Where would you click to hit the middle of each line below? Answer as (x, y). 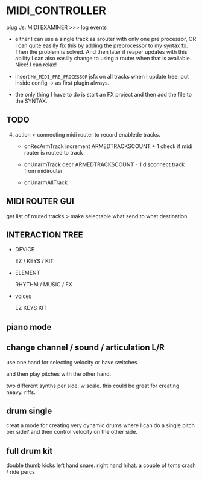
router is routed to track (53, 152)
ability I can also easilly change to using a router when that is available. (103, 58)
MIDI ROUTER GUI (40, 202)
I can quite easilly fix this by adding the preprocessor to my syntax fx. (101, 45)
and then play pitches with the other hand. (59, 374)
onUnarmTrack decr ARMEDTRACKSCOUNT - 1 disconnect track (104, 164)
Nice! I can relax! (36, 65)
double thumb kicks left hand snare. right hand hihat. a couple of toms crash (101, 465)
